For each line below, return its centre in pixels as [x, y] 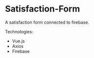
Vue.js [18, 41]
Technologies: [19, 31]
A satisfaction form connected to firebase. [47, 22]
